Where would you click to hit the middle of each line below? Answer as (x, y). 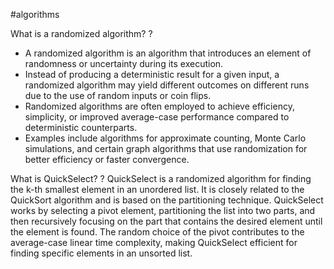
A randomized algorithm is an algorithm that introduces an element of (168, 53)
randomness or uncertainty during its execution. (124, 63)
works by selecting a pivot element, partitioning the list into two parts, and (163, 210)
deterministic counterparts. (81, 127)
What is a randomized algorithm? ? (81, 33)
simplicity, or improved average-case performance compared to (157, 117)
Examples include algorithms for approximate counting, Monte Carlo (165, 138)
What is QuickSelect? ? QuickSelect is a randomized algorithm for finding (161, 178)
